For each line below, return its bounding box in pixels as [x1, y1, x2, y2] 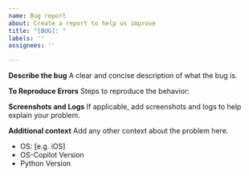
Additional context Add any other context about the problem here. [8, 126, 229, 136]
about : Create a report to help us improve [8, 19, 157, 27]
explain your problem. [8, 110, 80, 121]
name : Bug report [8, 11, 67, 20]
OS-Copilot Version [19, 150, 84, 160]
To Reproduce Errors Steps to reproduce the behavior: [8, 86, 190, 96]
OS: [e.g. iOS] [19, 141, 66, 151]
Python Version [19, 158, 71, 169]
